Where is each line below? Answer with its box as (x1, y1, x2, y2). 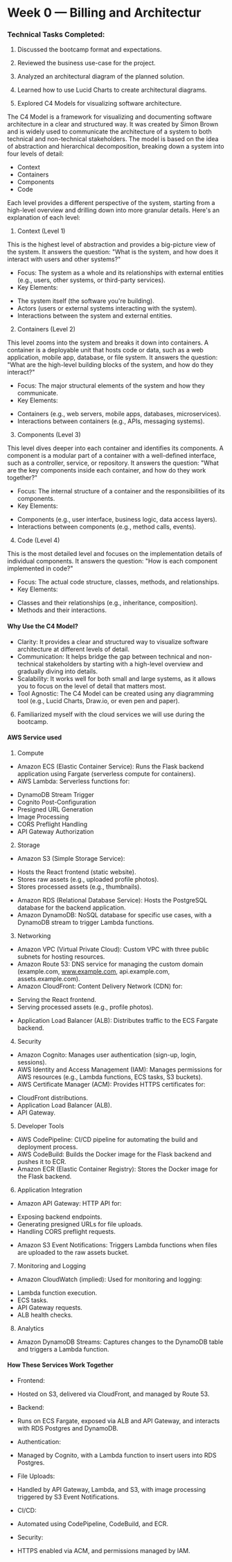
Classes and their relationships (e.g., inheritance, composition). (17, 599, 198, 607)
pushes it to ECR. (17, 1157, 67, 1165)
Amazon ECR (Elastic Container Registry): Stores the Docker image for (17, 1165, 218, 1173)
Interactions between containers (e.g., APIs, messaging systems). (17, 417, 205, 425)
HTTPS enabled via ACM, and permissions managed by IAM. (17, 1547, 190, 1555)
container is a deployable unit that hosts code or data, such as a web (7, 346, 204, 354)
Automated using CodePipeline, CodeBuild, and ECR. (17, 1520, 168, 1528)
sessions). (17, 1058, 47, 1066)
